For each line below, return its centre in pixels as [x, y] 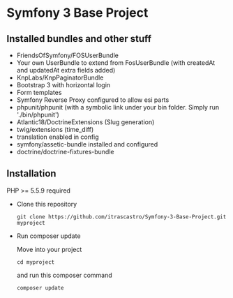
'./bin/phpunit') [38, 114]
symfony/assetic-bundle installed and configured [87, 144]
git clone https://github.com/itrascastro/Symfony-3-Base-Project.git [121, 217]
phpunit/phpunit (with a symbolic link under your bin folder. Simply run [118, 107]
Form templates [39, 92]
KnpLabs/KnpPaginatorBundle [60, 77]
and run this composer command [64, 275]
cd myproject [36, 262]
